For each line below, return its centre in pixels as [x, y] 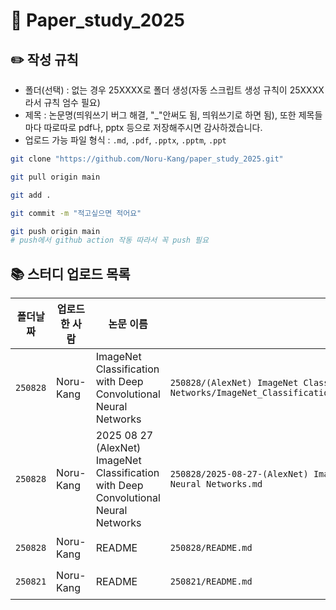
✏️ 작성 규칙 [44, 59]
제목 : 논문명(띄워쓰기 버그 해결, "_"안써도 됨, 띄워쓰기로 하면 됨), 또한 [160, 115]
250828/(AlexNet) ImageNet [234, 383]
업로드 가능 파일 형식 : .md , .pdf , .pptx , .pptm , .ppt [125, 140]
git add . [31, 195]
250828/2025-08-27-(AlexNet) [239, 474]
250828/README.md [211, 548]
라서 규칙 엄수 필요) [62, 102]
